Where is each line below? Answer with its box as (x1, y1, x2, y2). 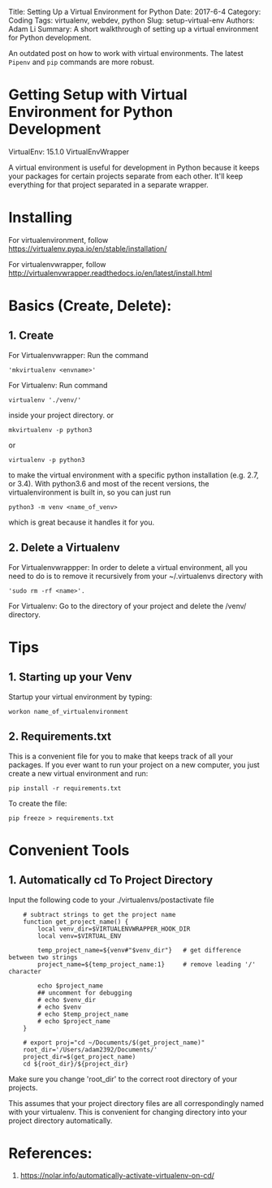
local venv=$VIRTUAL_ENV (37, 931, 122, 940)
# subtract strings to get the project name (23, 910, 176, 918)
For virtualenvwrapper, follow (8, 259, 107, 269)
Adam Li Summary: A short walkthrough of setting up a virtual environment (8, 24, 259, 33)
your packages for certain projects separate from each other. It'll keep (8, 171, 244, 181)
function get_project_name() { (23, 918, 129, 926)
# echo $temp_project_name (37, 1010, 129, 1018)
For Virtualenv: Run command (8, 380, 108, 390)
